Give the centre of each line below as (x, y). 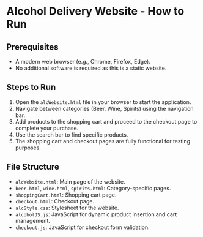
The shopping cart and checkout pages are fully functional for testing (103, 141)
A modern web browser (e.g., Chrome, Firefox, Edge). (83, 62)
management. (33, 220)
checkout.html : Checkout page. (55, 201)
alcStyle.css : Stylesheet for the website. (67, 208)
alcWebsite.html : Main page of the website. (70, 181)
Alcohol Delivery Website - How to (95, 11)
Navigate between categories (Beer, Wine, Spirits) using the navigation (104, 108)
